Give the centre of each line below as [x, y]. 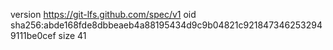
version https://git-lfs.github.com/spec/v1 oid [103, 14]
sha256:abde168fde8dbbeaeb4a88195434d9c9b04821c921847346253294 [166, 25]
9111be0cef [33, 35]
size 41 [72, 35]
